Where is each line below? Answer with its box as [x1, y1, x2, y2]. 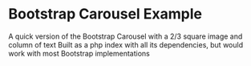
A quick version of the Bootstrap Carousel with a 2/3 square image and [8, 31, 243, 41]
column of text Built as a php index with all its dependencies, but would [8, 39, 243, 49]
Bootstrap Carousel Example [8, 5, 203, 23]
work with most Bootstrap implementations [8, 48, 150, 58]
